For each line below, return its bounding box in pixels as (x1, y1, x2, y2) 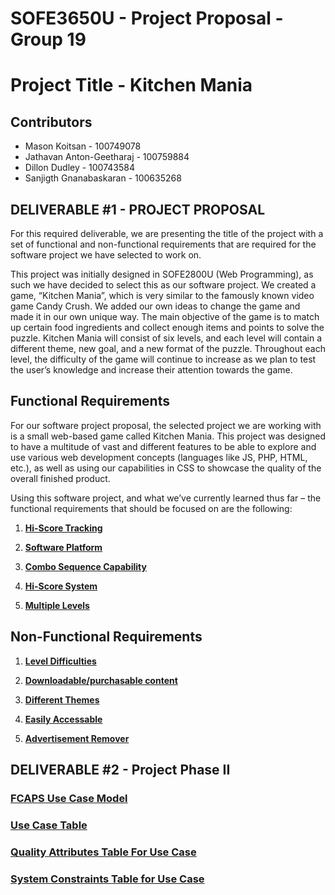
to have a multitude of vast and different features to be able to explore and (10, 440, 317, 452)
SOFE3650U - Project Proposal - (10, 7, 284, 30)
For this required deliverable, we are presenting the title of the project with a (10, 228, 324, 239)
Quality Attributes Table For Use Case (10, 845, 197, 859)
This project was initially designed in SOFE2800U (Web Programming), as (10, 268, 314, 280)
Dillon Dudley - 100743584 (24, 162, 135, 174)
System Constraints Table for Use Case (10, 872, 205, 886)
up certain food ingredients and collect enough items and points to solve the (10, 322, 325, 333)
